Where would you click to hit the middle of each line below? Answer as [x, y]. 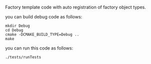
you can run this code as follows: [39, 48]
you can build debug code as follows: [44, 17]
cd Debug [14, 30]
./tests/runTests [23, 57]
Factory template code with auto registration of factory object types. [76, 7]
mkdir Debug [17, 26]
